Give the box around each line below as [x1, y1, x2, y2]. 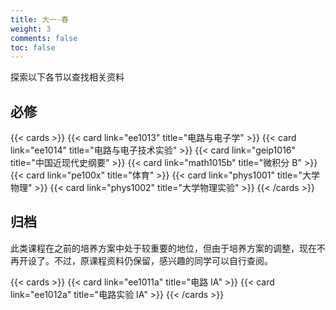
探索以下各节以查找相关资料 [10, 71, 125, 83]
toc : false [10, 42, 56, 53]
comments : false [10, 33, 78, 43]
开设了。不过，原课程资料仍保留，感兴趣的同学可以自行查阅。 [18, 254, 273, 266]
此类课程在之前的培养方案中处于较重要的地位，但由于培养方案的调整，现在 [10, 242, 317, 254]
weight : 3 [10, 24, 52, 34]
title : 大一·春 [10, 14, 69, 25]
